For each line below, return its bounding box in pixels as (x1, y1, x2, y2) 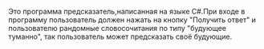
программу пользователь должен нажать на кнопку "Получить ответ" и (8, 15, 257, 24)
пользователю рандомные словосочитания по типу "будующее (8, 24, 227, 32)
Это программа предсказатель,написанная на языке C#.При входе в (8, 7, 246, 16)
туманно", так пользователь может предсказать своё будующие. (8, 32, 233, 41)
